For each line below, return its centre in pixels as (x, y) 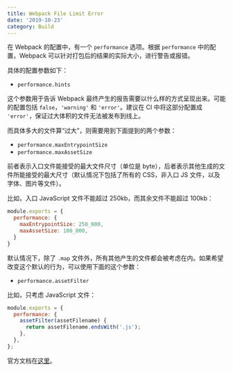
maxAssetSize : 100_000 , (54, 231)
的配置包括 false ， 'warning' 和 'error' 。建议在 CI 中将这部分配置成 (105, 107)
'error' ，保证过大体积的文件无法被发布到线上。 (76, 116)
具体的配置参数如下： (37, 71)
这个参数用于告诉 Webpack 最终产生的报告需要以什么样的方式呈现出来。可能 (116, 98)
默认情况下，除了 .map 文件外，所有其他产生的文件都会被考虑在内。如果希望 (115, 258)
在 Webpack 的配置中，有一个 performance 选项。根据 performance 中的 (109, 47)
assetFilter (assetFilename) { (63, 321)
